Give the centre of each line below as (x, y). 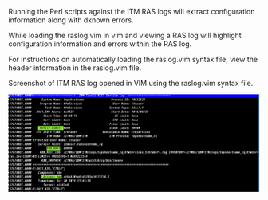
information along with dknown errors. (71, 20)
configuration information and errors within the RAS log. (100, 44)
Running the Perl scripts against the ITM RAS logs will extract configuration (132, 12)
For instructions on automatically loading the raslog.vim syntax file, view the (133, 59)
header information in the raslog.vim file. (75, 68)
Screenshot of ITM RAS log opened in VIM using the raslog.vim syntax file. (131, 83)
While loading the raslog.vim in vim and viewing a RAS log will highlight (125, 35)
